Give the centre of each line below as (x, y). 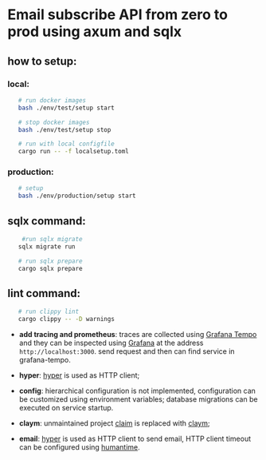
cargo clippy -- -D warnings (66, 319)
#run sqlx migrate (52, 239)
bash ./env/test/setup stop (65, 129)
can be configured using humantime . (79, 447)
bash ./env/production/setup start (77, 196)
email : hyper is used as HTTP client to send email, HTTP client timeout (135, 439)
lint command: (44, 293)
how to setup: (42, 61)
